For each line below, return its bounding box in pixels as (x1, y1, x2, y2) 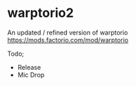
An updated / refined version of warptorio (7, 28, 128, 37)
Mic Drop (17, 70, 44, 79)
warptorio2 (7, 5, 74, 21)
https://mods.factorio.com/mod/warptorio (7, 35, 129, 44)
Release (17, 63, 41, 71)
